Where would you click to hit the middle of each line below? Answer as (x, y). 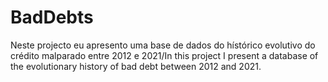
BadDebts (52, 17)
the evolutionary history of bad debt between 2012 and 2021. (136, 66)
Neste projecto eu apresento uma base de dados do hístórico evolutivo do (163, 45)
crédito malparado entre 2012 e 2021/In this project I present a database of (164, 55)
